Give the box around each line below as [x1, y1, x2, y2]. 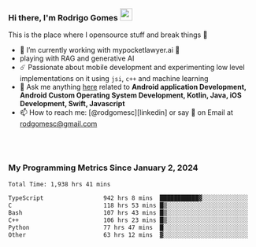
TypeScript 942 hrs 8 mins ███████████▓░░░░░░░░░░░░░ [8, 194, 248, 202]
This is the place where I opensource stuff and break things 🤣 [8, 30, 208, 39]
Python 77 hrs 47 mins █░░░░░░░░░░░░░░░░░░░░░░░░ [8, 223, 248, 231]
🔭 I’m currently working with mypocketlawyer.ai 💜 [19, 46, 180, 55]
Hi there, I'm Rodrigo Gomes [8, 12, 118, 23]
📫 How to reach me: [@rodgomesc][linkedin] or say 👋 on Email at [19, 108, 234, 117]
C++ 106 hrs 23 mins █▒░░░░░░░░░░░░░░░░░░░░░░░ [8, 216, 248, 224]
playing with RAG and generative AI [19, 53, 135, 63]
